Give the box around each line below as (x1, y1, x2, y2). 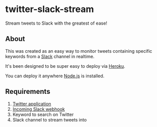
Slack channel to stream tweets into (12, 116, 87, 122)
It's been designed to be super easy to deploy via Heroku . (5, 63, 126, 69)
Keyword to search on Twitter (12, 111, 74, 117)
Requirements (5, 87, 50, 96)
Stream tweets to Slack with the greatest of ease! (5, 20, 107, 26)
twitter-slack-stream (5, 4, 94, 15)
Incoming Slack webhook (12, 106, 65, 112)
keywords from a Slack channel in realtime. (5, 53, 95, 59)
